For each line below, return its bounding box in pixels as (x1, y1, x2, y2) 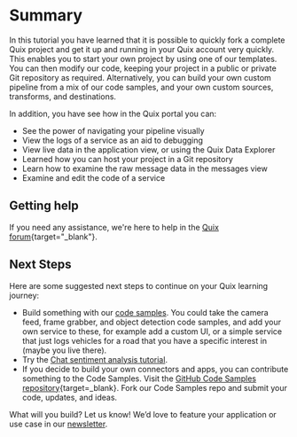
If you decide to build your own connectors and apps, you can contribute (21, 363, 289, 374)
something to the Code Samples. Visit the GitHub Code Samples (21, 373, 257, 384)
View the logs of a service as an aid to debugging (21, 135, 204, 145)
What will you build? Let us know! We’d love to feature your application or (9, 409, 277, 419)
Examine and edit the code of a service (21, 172, 166, 183)
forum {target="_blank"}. (9, 231, 98, 242)
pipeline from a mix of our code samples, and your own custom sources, (9, 82, 274, 92)
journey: (9, 290, 40, 300)
